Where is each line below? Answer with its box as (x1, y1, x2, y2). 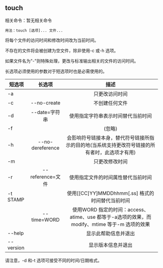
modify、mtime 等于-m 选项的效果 (71, 221, 150, 228)
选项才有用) (109, 149, 136, 155)
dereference (31, 144, 60, 151)
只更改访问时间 (93, 90, 128, 97)
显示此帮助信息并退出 (86, 230, 135, 237)
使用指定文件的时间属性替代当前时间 (69, 174, 152, 181)
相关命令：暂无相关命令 (5, 17, 52, 23)
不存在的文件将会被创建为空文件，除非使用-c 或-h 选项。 (5, 47, 119, 53)
